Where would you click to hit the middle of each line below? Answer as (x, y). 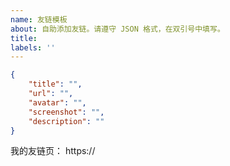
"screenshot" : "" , (66, 112)
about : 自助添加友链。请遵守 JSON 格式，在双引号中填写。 (117, 29)
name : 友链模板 (39, 19)
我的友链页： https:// (53, 151)
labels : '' (33, 47)
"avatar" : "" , (57, 102)
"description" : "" (66, 121)
